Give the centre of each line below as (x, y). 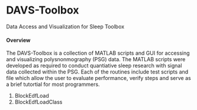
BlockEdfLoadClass (38, 102)
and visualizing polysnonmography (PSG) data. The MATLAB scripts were (96, 59)
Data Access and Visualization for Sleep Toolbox (65, 26)
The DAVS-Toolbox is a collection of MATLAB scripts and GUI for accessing (98, 53)
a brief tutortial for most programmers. (53, 84)
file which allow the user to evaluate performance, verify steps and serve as (98, 78)
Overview (18, 40)
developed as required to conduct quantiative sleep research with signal (94, 66)
